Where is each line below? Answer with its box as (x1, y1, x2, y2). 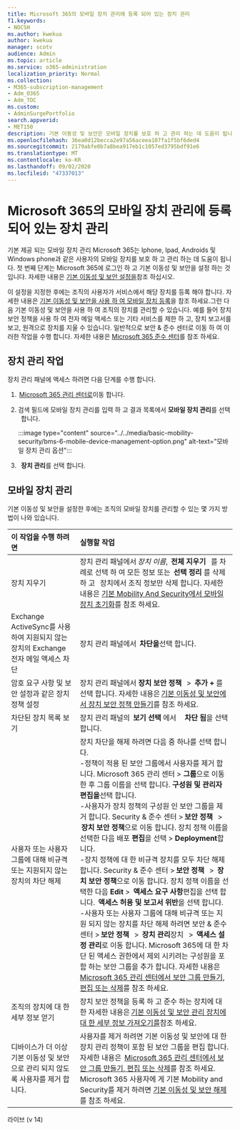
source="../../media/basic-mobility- (90, 429, 194, 438)
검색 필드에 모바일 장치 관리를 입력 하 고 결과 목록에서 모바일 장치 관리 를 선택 (17, 405, 231, 414)
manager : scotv (7, 44, 53, 51)
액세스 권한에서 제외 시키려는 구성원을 (96, 951, 216, 961)
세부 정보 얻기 (11, 1013, 55, 1023)
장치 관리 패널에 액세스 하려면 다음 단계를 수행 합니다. (7, 375, 156, 384)
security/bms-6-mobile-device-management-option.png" (17, 437, 188, 446)
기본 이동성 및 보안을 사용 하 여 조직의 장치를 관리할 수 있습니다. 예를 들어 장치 (14, 305, 232, 314)
